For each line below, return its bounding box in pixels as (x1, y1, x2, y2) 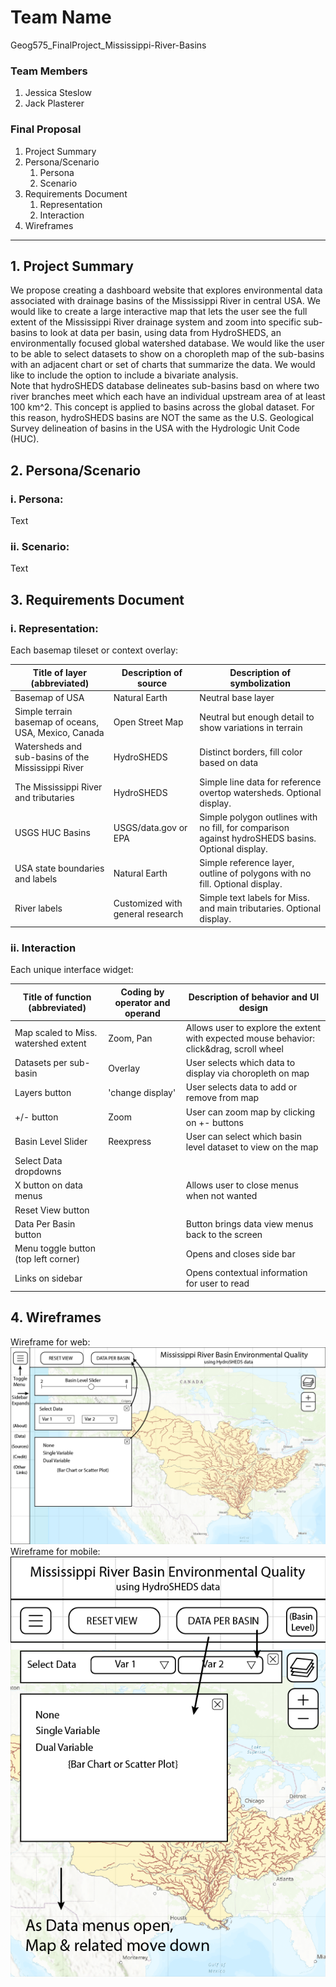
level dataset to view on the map (185, 1141, 319, 1153)
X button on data (14, 1179, 83, 1191)
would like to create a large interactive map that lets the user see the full (10, 306, 308, 318)
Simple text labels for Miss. (199, 892, 310, 904)
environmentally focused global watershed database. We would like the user (10, 337, 325, 350)
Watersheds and (14, 741, 83, 753)
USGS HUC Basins (14, 827, 91, 839)
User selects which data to (185, 1057, 296, 1069)
